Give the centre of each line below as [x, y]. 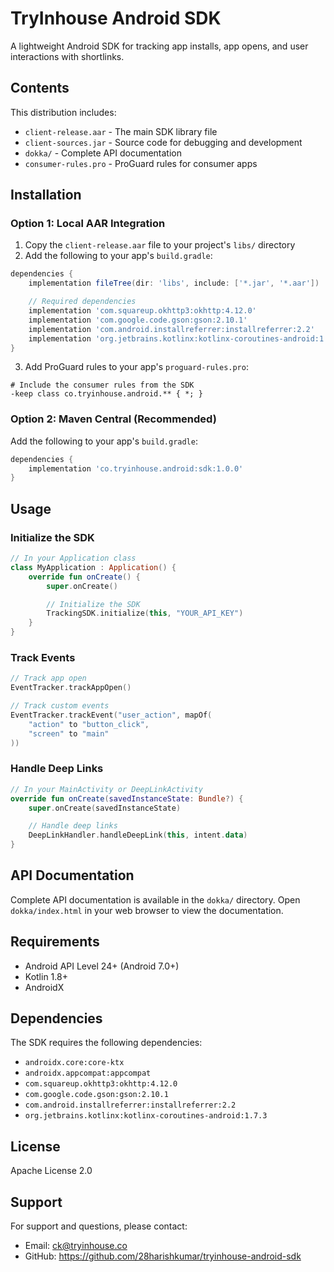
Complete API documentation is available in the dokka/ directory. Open [155, 899]
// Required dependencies [82, 302]
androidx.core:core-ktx [74, 1063]
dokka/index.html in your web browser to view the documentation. [147, 910]
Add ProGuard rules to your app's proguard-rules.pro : [136, 367]
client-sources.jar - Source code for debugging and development [163, 142]
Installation [46, 195]
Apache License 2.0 [51, 1171]
